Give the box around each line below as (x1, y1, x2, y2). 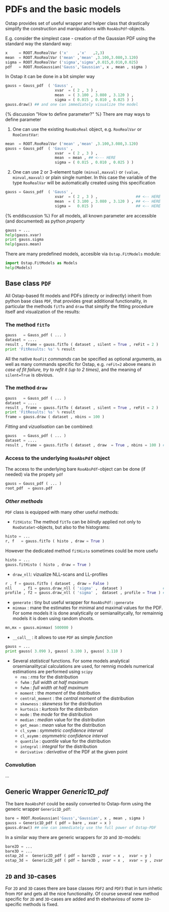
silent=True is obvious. (5, 371, 54, 378)
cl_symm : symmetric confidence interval (20, 727, 103, 733)
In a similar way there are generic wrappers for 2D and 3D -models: (5, 834, 141, 840)
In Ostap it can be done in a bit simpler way (5, 73, 95, 80)
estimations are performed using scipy (12, 668, 93, 674)
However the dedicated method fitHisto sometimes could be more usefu (5, 548, 158, 554)
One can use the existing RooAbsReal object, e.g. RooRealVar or (12, 126, 142, 132)
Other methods (5, 497, 43, 504)
